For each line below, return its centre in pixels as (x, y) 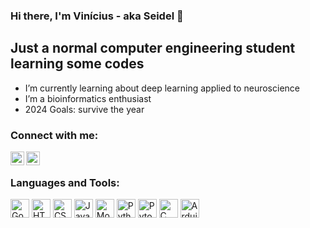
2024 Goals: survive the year (84, 109)
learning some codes (77, 64)
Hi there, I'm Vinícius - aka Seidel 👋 (97, 16)
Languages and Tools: (65, 182)
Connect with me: (54, 135)
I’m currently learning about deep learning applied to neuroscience (162, 88)
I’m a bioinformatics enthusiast (88, 98)
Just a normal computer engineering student (153, 48)
